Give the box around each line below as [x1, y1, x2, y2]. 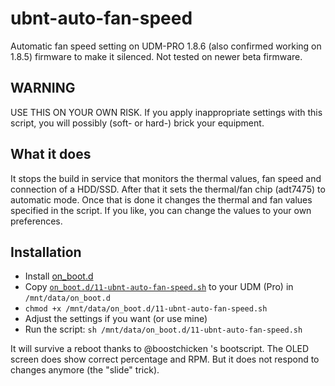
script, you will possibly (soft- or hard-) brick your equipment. [10, 117, 265, 129]
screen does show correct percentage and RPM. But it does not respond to [10, 353, 320, 366]
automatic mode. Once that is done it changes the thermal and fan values [10, 193, 313, 206]
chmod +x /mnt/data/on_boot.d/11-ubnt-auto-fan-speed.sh [24, 304, 268, 314]
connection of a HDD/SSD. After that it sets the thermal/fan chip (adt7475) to [10, 183, 326, 195]
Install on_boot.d [24, 270, 94, 282]
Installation [10, 243, 82, 261]
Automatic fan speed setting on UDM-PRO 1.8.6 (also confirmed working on [10, 40, 322, 52]
